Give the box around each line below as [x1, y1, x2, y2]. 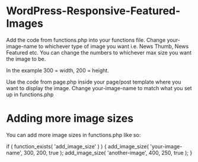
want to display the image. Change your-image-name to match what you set [6, 84, 192, 91]
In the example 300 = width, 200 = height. [6, 66, 110, 74]
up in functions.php [6, 91, 54, 98]
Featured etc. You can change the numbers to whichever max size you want [6, 49, 191, 56]
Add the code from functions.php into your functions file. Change [6, 36, 166, 43]
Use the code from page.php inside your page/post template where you [6, 78, 181, 85]
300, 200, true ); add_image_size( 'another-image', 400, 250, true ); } [23, 149, 193, 156]
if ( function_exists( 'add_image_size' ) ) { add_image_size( [6, 142, 149, 150]
